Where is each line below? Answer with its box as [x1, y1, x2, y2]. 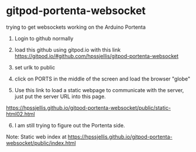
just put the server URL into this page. [14, 93, 106, 100]
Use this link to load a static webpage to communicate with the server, [14, 86, 184, 93]
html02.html [6, 110, 35, 117]
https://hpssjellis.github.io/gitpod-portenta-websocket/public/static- [6, 104, 171, 111]
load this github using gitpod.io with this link [14, 46, 121, 53]
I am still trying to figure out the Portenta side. [14, 121, 125, 129]
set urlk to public [14, 63, 56, 71]
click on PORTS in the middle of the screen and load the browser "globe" [14, 75, 191, 82]
